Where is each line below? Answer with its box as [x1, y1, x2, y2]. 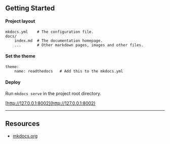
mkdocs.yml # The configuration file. [5, 29, 94, 34]
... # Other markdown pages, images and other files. [14, 42, 144, 47]
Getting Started [5, 4, 55, 13]
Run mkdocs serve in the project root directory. [5, 91, 102, 96]
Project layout [5, 18, 35, 24]
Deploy [5, 79, 21, 85]
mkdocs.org [12, 133, 38, 139]
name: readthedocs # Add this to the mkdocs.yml [14, 68, 123, 74]
